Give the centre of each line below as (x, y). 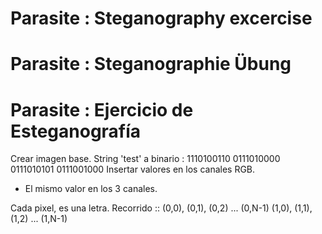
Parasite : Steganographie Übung (151, 64)
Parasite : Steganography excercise (161, 18)
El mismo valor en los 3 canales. (91, 189)
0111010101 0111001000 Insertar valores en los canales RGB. (133, 169)
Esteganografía (76, 131)
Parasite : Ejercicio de (102, 109)
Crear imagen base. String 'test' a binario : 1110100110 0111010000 (145, 159)
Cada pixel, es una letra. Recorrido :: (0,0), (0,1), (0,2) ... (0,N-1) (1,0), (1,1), (161, 208)
